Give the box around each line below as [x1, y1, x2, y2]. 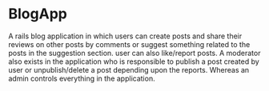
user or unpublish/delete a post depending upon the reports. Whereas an [8, 65, 250, 74]
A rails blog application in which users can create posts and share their [8, 31, 243, 41]
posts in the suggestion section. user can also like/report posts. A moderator [8, 48, 261, 57]
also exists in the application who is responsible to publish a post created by [8, 57, 260, 66]
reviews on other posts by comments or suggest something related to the [8, 39, 251, 49]
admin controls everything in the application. [8, 73, 155, 83]
